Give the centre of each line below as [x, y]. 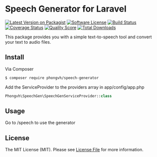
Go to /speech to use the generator [40, 123]
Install [15, 57]
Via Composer [19, 69]
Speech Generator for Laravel [66, 9]
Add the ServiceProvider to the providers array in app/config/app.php [75, 87]
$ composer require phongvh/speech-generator [52, 78]
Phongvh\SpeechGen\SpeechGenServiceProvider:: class [58, 96]
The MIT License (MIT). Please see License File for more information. [74, 150]
